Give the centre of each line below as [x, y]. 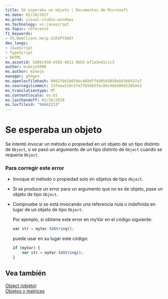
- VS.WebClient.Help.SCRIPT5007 [39, 39]
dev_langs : [17, 43]
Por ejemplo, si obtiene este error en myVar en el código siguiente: [82, 220]
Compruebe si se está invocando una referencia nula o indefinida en [84, 204]
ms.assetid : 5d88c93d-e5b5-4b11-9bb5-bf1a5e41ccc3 [60, 62]
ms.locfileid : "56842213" [32, 105]
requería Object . [22, 155]
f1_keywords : [19, 34]
